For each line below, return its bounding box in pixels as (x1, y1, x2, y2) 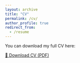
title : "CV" (5, 12, 29, 16)
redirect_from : (5, 25, 36, 30)
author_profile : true (5, 20, 49, 26)
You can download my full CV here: (5, 43, 76, 48)
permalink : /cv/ (5, 16, 38, 21)
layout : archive (5, 7, 38, 12)
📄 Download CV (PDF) (5, 52, 49, 58)
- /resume (9, 30, 29, 34)
